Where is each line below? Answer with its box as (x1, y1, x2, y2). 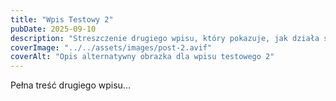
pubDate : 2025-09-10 (10, 24, 97, 34)
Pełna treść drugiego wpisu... (10, 79, 131, 91)
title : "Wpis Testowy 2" (10, 14, 114, 25)
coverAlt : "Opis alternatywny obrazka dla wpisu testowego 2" (10, 52, 275, 62)
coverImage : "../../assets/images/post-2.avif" (10, 42, 213, 53)
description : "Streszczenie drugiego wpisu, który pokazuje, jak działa (10, 33, 320, 43)
